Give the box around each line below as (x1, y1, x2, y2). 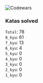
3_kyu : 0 (5, 61, 22, 67)
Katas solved (5, 17, 38, 24)
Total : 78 (5, 29, 25, 35)
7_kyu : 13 (5, 39, 24, 46)
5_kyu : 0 (5, 51, 22, 57)
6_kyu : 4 (5, 45, 22, 51)
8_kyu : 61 (5, 34, 24, 40)
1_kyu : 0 (5, 72, 22, 78)
